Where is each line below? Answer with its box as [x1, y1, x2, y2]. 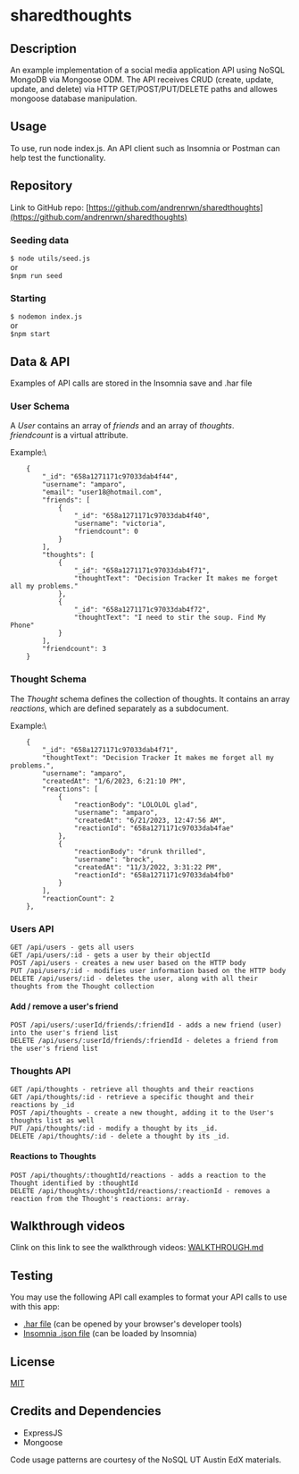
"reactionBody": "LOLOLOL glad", [73, 800, 199, 809]
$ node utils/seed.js [10, 254, 91, 263]
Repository [10, 178, 73, 193]
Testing [10, 1267, 54, 1283]
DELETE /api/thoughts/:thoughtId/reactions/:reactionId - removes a [10, 1186, 270, 1195]
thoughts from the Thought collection [10, 981, 154, 991]
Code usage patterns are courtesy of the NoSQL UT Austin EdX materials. [10, 1454, 282, 1465]
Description [10, 41, 77, 56]
